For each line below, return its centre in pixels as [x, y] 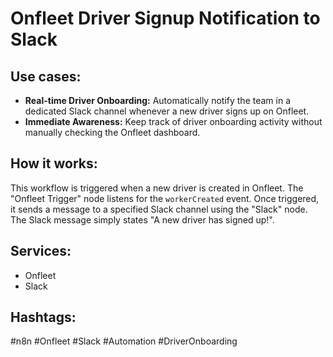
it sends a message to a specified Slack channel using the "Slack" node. [159, 209]
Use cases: [46, 76]
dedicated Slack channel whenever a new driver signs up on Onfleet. [167, 111]
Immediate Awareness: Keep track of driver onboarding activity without [173, 121]
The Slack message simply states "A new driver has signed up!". [142, 219]
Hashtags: [43, 317]
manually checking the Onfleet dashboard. [112, 132]
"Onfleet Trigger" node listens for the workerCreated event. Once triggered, [165, 198]
